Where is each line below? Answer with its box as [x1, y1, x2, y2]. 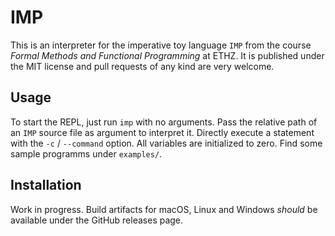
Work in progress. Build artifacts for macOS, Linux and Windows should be [10, 203, 318, 215]
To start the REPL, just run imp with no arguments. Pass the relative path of [10, 116, 318, 128]
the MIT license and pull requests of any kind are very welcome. [10, 60, 275, 72]
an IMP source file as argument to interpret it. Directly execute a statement [10, 126, 315, 138]
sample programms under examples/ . [10, 147, 163, 160]
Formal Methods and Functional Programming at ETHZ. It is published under [10, 49, 325, 61]
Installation [10, 177, 82, 194]
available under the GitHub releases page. [10, 214, 184, 226]
